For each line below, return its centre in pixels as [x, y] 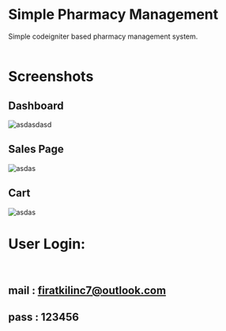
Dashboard [36, 105]
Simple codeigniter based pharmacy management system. [103, 36]
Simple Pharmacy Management [113, 15]
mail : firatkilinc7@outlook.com [87, 290]
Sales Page [36, 149]
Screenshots [51, 77]
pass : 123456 [43, 317]
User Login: [47, 244]
